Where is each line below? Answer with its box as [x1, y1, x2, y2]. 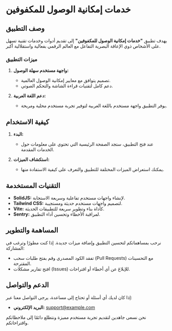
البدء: [13, 131, 24, 137]
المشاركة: [6, 245, 25, 251]
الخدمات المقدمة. [20, 147, 54, 153]
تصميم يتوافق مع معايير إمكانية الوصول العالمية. [20, 77, 111, 84]
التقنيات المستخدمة [6, 181, 60, 190]
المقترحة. [13, 260, 32, 266]
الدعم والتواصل [6, 281, 49, 289]
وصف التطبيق [6, 24, 45, 33]
